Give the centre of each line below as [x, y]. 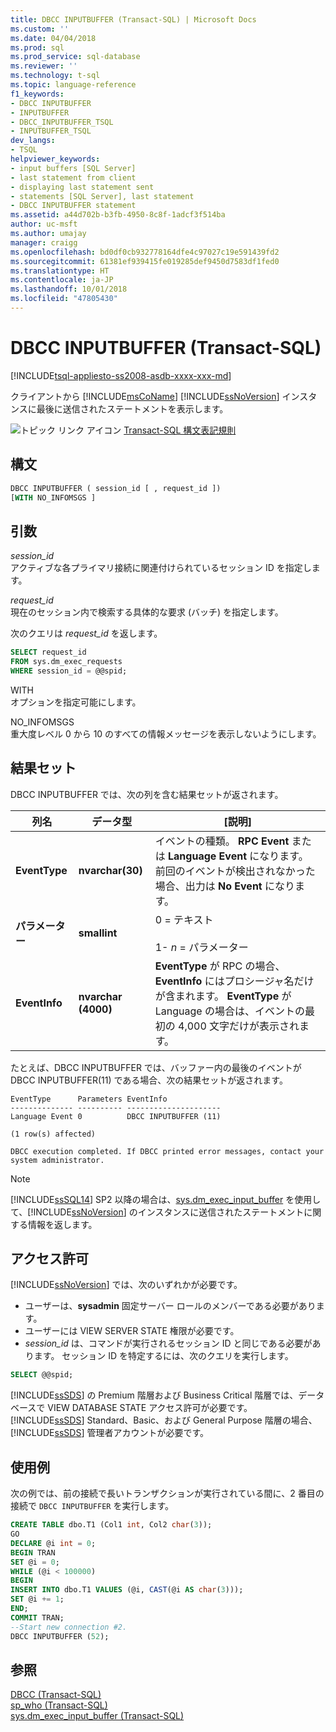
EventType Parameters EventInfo [89, 1099]
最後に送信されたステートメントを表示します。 [132, 408]
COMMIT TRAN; [37, 1617]
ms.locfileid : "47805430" [64, 299]
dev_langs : [33, 141]
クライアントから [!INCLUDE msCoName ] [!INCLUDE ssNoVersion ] [145, 396]
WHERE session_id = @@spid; [69, 671]
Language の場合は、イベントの [229, 1011]
